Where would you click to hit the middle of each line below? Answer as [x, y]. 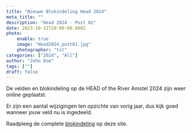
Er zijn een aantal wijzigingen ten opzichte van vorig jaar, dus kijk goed [92, 106]
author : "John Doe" [30, 61]
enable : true [33, 39]
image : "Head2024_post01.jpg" [54, 45]
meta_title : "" [25, 17]
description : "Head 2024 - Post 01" [51, 22]
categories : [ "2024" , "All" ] [42, 55]
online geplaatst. [26, 95]
